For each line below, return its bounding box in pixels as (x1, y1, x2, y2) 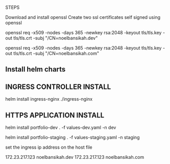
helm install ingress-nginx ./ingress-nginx (5, 96, 93, 102)
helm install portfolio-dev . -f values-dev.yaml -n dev (5, 125, 116, 131)
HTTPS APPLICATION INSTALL (5, 111, 105, 120)
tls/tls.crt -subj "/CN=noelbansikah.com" (13, 51, 100, 56)
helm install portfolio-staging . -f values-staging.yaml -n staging (5, 134, 140, 140)
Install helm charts (5, 65, 66, 74)
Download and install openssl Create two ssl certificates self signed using (5, 14, 161, 20)
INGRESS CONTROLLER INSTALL (5, 82, 111, 91)
